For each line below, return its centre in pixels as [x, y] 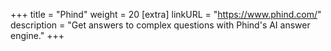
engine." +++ [37, 35]
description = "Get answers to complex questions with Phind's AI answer [160, 25]
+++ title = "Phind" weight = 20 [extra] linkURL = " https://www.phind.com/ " [166, 14]
